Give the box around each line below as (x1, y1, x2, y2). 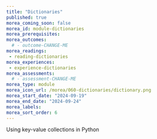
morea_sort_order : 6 (6, 110, 58, 116)
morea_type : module (6, 82, 55, 88)
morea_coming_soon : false (6, 20, 71, 26)
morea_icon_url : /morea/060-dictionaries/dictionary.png (6, 87, 152, 93)
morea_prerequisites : (6, 31, 61, 37)
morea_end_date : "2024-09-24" (6, 98, 82, 104)
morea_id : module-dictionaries (6, 25, 84, 32)
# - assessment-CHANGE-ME (11, 76, 77, 82)
